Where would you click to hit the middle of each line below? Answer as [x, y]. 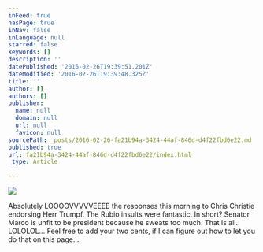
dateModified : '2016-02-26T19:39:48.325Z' [79, 74]
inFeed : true [30, 15]
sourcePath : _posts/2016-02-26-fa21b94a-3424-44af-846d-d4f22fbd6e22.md [130, 140]
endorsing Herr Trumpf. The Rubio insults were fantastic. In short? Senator [129, 214]
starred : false [33, 45]
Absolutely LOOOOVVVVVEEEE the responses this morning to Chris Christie [131, 206]
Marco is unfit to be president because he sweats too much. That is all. [123, 223]
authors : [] [28, 96]
